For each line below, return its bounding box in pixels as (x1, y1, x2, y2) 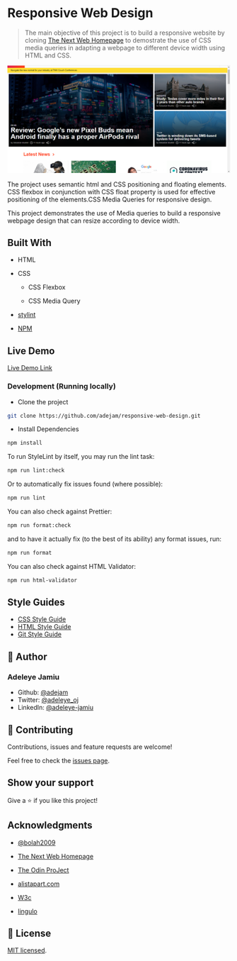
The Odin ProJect (17, 865, 69, 874)
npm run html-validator (7, 577, 78, 584)
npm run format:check (7, 522, 71, 529)
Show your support (7, 777, 94, 789)
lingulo (17, 906, 37, 916)
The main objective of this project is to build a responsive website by (24, 28, 225, 37)
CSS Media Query (28, 296, 81, 306)
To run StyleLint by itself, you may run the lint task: (7, 452, 155, 461)
